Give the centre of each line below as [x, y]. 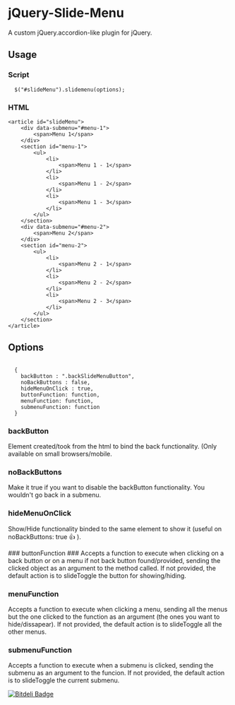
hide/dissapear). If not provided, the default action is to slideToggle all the [115, 624]
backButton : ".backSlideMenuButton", [78, 376]
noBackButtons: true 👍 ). [45, 537]
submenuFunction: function [60, 407]
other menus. [28, 632]
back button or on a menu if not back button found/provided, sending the [114, 560]
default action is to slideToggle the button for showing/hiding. [97, 575]
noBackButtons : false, [56, 382]
